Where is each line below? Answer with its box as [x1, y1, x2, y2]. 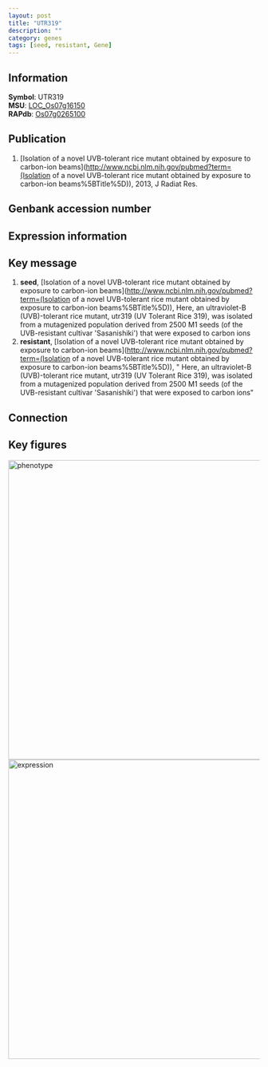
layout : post [8, 11, 52, 20]
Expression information [8, 229, 128, 243]
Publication [8, 133, 66, 146]
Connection [8, 411, 68, 424]
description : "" [8, 26, 62, 34]
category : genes [8, 34, 62, 42]
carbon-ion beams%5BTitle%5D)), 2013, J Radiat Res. [19, 179, 198, 188]
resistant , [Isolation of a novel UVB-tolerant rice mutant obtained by [19, 337, 245, 347]
